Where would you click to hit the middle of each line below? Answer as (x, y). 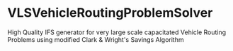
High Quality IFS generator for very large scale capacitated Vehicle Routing (117, 32)
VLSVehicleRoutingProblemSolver (110, 13)
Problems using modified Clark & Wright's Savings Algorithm (96, 39)
